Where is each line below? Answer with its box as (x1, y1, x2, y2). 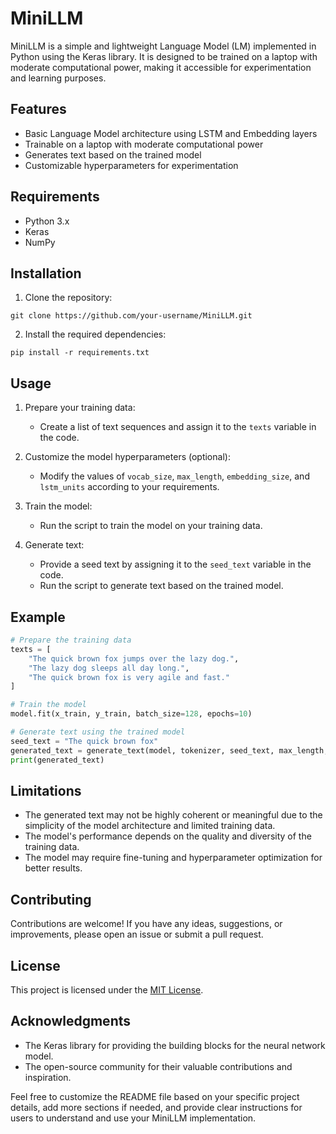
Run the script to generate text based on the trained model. (39, 580, 284, 592)
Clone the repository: (24, 292, 113, 304)
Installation (10, 265, 82, 282)
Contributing (10, 891, 92, 908)
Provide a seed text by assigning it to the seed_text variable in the (39, 558, 312, 571)
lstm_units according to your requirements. (39, 481, 220, 493)
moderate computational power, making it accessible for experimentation (10, 61, 312, 73)
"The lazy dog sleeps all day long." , (28, 663, 190, 673)
